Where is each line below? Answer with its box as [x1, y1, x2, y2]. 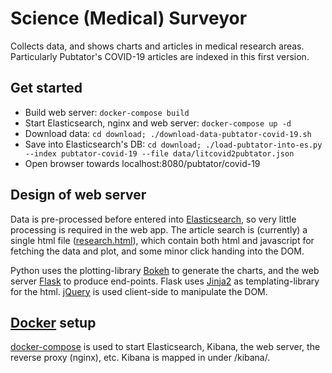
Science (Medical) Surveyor [10, 7, 248, 30]
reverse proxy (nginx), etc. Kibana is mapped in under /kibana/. [10, 352, 271, 364]
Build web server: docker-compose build [24, 106, 190, 118]
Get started [10, 80, 83, 97]
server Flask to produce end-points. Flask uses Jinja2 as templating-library [10, 275, 320, 287]
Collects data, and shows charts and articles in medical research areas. [10, 40, 305, 52]
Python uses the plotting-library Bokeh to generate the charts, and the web [10, 264, 320, 276]
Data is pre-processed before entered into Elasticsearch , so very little [10, 213, 297, 225]
